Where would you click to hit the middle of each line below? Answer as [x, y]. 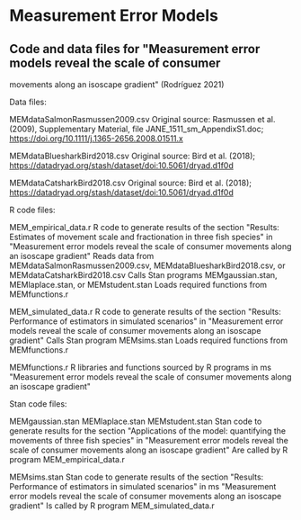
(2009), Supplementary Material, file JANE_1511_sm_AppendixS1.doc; [137, 129]
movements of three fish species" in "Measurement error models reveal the [149, 440]
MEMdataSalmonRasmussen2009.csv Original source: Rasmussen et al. [142, 119]
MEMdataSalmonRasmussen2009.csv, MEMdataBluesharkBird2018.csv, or [147, 265]
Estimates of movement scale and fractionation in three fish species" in [141, 237]
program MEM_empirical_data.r [67, 459]
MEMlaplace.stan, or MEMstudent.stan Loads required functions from [138, 285]
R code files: [32, 210]
